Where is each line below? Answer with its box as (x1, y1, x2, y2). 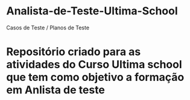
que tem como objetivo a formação (6, 71, 185, 84)
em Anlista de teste (6, 83, 106, 97)
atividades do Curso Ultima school (6, 58, 182, 71)
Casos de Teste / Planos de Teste (6, 24, 89, 31)
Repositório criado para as (6, 45, 141, 59)
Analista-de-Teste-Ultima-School (6, 4, 178, 18)
